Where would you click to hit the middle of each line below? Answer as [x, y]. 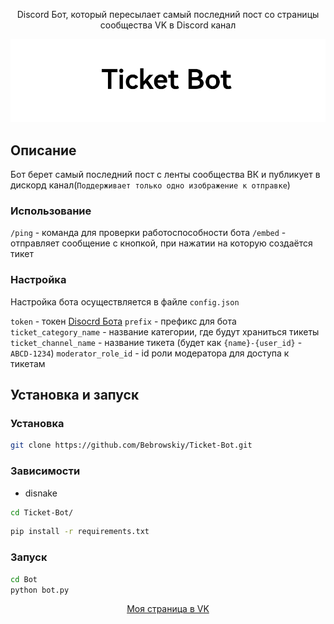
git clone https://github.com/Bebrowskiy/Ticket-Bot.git [131, 445]
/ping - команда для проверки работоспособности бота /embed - [148, 233]
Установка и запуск [75, 395]
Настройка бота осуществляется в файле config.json [125, 301]
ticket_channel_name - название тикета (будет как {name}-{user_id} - [156, 342]
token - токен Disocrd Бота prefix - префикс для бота [123, 321]
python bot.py [40, 590]
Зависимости [45, 471]
